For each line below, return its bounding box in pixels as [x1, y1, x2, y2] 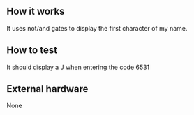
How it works [6, 6, 65, 17]
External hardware [6, 83, 89, 95]
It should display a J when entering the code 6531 [6, 63, 150, 71]
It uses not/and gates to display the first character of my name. [6, 24, 188, 32]
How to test [6, 45, 57, 56]
